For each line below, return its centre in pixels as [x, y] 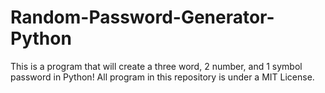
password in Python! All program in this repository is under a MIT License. [162, 77]
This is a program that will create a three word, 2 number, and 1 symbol [156, 66]
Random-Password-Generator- [142, 17]
